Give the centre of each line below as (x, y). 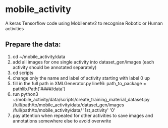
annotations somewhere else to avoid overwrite (62, 121)
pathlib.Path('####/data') (39, 89)
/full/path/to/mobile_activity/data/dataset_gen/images (68, 105)
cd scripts (23, 73)
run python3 (25, 94)
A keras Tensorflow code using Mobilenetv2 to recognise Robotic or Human (84, 23)
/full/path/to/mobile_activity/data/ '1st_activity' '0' (64, 110)
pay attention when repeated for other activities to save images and (83, 115)
